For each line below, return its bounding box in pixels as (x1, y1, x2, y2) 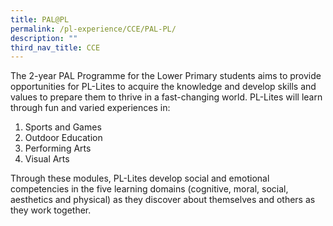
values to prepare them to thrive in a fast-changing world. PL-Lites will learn (10, 91, 323, 103)
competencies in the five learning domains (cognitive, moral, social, (10, 183, 289, 195)
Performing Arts (24, 142, 92, 155)
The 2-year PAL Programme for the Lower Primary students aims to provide (10, 70, 322, 82)
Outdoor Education (24, 132, 103, 144)
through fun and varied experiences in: (10, 102, 171, 114)
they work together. (10, 204, 92, 216)
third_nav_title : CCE (10, 42, 101, 53)
